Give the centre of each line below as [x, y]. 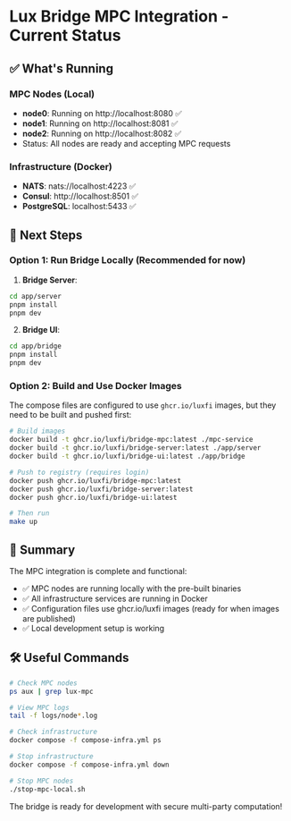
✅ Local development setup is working [93, 628]
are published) [49, 618]
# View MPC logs [39, 707]
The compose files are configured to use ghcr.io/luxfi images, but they [143, 405]
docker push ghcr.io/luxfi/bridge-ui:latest [93, 497]
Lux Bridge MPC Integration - [119, 17]
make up [24, 522]
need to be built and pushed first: [71, 415]
